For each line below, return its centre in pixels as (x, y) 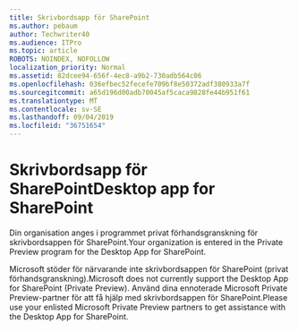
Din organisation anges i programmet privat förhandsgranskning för (134, 233)
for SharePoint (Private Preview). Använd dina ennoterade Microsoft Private (149, 288)
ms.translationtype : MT (54, 101)
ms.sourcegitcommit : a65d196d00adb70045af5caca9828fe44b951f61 (130, 92)
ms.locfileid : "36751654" (57, 126)
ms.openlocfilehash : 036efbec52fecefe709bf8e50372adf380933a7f (130, 84)
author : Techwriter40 (50, 34)
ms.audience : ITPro (46, 42)
